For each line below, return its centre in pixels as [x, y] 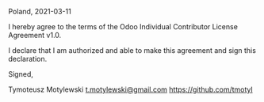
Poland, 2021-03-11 [40, 11]
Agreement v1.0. [35, 35]
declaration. [28, 59]
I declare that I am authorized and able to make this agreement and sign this [132, 50]
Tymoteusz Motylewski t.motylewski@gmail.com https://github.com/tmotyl [130, 89]
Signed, [21, 74]
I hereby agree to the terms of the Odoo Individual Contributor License [123, 26]
